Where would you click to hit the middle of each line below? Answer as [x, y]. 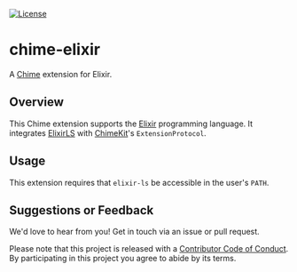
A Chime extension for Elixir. [61, 74]
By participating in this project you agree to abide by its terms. [123, 259]
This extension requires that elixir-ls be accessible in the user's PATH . [139, 182]
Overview [37, 102]
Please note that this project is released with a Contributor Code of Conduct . [149, 249]
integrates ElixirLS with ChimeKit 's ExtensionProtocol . [108, 132]
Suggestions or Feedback [82, 210]
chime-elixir [55, 50]
